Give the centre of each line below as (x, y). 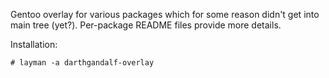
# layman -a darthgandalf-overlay (82, 63)
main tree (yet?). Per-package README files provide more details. (146, 25)
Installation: (34, 44)
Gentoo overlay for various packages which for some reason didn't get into (165, 14)
